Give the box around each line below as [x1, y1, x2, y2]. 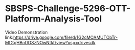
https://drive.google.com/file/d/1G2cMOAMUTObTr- [13, 34, 118, 40]
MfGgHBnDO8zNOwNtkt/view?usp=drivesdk [5, 39, 96, 45]
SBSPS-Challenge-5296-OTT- [5, 3, 131, 14]
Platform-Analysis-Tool [5, 13, 102, 24]
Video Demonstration [5, 29, 48, 35]
